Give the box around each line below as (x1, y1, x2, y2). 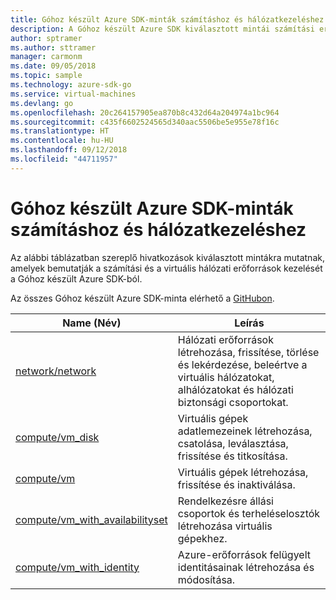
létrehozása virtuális (177, 519, 273, 533)
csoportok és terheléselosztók (177, 506, 321, 520)
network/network (15, 364, 97, 378)
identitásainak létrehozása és (177, 560, 315, 574)
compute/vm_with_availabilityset (15, 512, 168, 526)
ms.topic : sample (10, 71, 83, 81)
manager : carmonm (10, 52, 83, 62)
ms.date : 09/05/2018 (10, 61, 97, 71)
